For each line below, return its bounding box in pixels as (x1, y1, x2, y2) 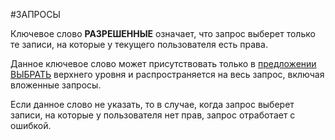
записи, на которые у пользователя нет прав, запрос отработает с (10, 109, 296, 121)
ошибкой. (10, 120, 52, 131)
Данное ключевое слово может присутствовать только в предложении (10, 58, 317, 69)
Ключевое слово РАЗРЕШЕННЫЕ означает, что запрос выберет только (10, 28, 316, 39)
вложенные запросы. (10, 79, 102, 91)
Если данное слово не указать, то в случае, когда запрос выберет (10, 99, 295, 110)
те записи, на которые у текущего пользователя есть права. (10, 39, 268, 50)
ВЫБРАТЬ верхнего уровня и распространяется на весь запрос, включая (10, 69, 325, 80)
